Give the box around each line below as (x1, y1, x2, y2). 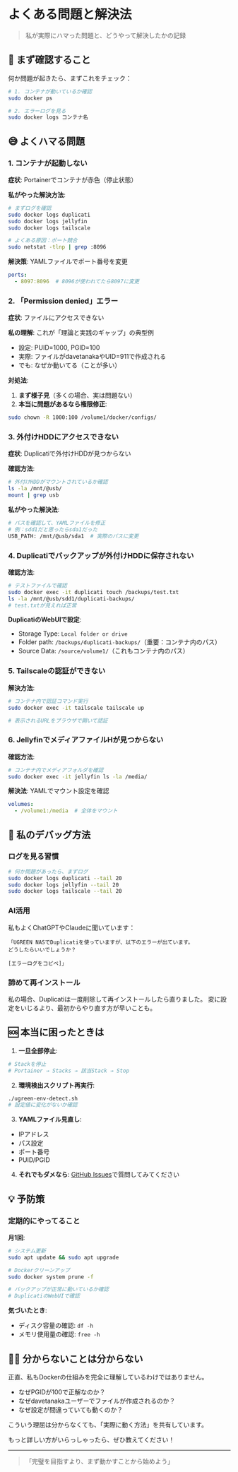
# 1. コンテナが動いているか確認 (8, 88, 93, 95)
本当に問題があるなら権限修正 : (18, 400, 107, 408)
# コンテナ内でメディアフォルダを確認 (8, 766, 104, 773)
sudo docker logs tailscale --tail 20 (8, 888, 122, 895)
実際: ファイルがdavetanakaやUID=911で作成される (18, 352, 167, 361)
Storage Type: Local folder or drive (18, 629, 128, 638)
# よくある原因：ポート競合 (8, 237, 78, 244)
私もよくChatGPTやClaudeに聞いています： (8, 923, 136, 932)
